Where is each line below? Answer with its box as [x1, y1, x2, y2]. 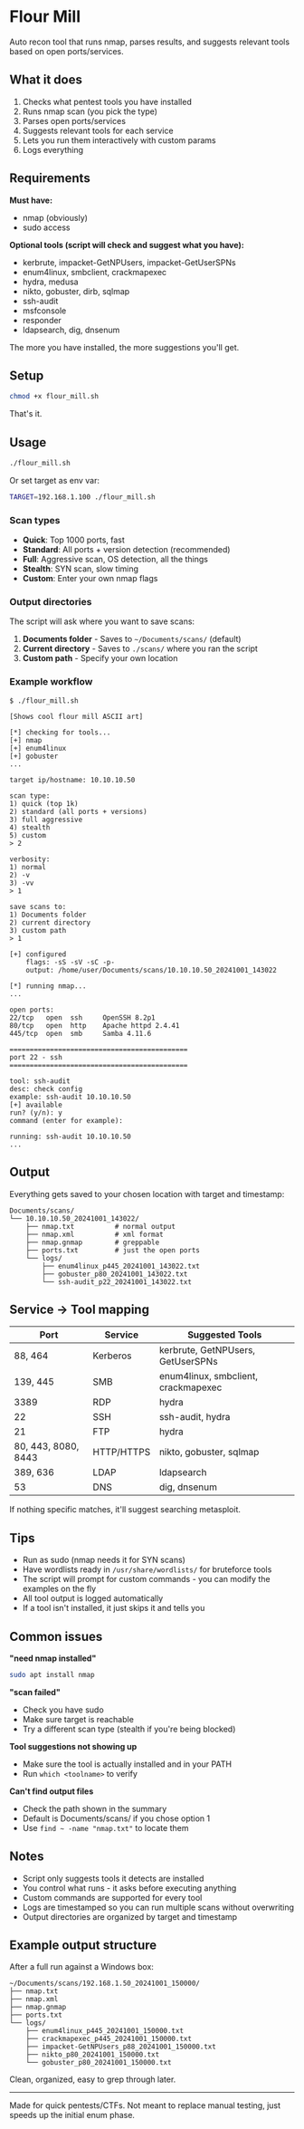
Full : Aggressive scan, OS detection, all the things [22, 554, 208, 565]
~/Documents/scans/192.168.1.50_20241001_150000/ [9, 1979, 201, 1989]
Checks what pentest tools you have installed [22, 96, 192, 107]
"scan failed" [9, 1686, 61, 1697]
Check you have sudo [22, 1704, 104, 1715]
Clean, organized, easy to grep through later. [9, 2074, 176, 2085]
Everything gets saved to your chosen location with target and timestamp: [9, 1188, 285, 1199]
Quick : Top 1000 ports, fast [22, 534, 125, 545]
